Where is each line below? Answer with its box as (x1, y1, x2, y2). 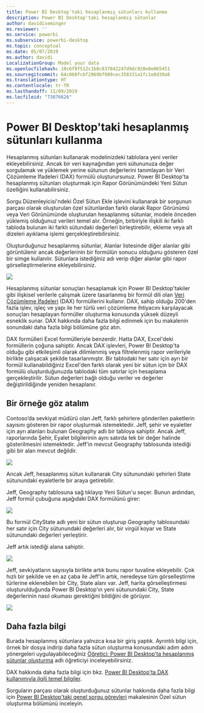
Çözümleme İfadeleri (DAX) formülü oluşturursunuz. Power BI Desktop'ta (6, 173, 189, 180)
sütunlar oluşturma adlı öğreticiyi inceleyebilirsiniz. (6, 657, 133, 664)
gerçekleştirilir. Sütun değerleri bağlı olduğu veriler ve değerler (6, 374, 164, 381)
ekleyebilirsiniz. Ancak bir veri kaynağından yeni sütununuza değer (6, 160, 174, 167)
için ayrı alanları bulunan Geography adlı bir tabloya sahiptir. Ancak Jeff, (6, 428, 186, 435)
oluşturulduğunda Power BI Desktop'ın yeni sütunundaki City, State (6, 586, 175, 593)
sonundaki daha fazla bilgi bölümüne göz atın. (6, 323, 122, 331)
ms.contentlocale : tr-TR (6, 83, 69, 89)
